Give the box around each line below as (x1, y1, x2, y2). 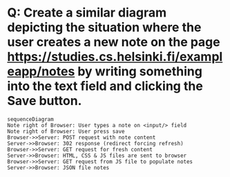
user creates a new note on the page (7, 35, 220, 50)
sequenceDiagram (7, 115, 54, 122)
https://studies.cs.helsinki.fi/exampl (7, 49, 223, 65)
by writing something (77, 64, 202, 80)
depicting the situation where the (7, 19, 202, 35)
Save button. (7, 93, 82, 109)
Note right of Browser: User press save (7, 128, 126, 135)
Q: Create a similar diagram (7, 5, 167, 21)
